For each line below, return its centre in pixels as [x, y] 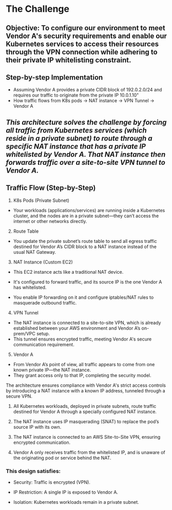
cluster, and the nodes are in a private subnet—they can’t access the [86, 216]
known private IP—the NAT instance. [52, 370]
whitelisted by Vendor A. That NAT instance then [86, 154]
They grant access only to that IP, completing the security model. [82, 375]
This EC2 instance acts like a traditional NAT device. [68, 272]
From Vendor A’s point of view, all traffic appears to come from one [84, 364]
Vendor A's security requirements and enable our [87, 36]
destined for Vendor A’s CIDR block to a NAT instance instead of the [85, 247]
